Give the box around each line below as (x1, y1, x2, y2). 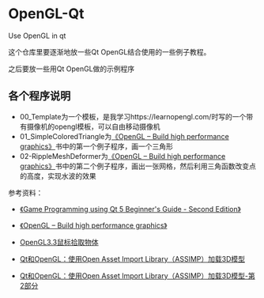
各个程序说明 (8, 89, 71, 103)
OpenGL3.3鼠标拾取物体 (19, 237, 99, 247)
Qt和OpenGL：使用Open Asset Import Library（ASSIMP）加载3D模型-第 (19, 270, 255, 281)
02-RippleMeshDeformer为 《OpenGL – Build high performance (19, 151, 226, 160)
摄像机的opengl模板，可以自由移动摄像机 (26, 122, 160, 131)
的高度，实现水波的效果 (19, 171, 96, 180)
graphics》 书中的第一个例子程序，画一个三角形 (19, 141, 174, 151)
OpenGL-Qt (8, 5, 85, 23)
